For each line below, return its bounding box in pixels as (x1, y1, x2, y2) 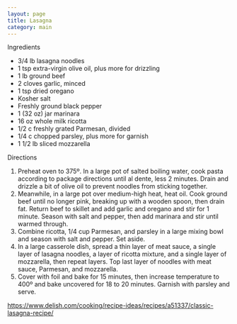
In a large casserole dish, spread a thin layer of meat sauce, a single (17, 242, 216, 251)
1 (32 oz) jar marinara (17, 109, 80, 118)
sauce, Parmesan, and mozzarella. (17, 265, 118, 274)
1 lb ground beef (17, 72, 66, 80)
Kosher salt (17, 94, 51, 103)
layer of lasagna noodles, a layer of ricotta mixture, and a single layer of (17, 250, 227, 259)
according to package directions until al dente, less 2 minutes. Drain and (17, 174, 229, 183)
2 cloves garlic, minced (17, 79, 86, 88)
